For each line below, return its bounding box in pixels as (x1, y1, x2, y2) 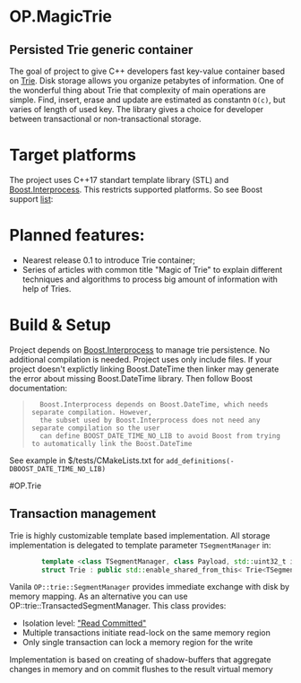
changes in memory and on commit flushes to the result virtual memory (9, 664, 273, 675)
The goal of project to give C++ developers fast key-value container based (9, 66, 285, 76)
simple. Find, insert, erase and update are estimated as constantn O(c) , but (9, 94, 286, 105)
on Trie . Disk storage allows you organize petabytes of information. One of (9, 75, 285, 86)
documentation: (9, 382, 68, 393)
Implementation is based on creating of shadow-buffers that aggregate (9, 654, 271, 665)
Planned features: (9, 225, 145, 246)
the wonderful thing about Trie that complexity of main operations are (9, 85, 266, 95)
